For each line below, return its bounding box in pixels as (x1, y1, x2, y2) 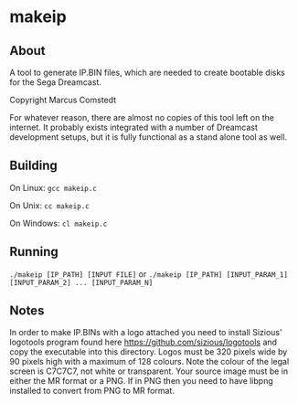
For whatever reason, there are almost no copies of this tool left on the (9, 112, 274, 122)
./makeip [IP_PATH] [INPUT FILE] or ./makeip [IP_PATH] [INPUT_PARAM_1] (9, 268, 288, 280)
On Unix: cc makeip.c (9, 199, 90, 211)
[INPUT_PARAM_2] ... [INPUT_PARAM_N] (9, 278, 154, 287)
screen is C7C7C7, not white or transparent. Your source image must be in (9, 366, 289, 376)
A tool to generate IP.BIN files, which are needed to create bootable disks (9, 67, 285, 78)
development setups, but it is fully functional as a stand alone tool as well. (9, 132, 288, 143)
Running (9, 244, 59, 260)
